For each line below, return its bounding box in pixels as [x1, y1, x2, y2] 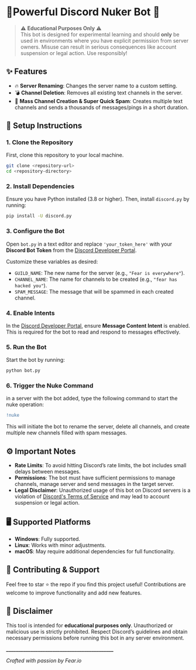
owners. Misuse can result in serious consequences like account [20, 43, 177, 50]
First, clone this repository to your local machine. [6, 152, 124, 159]
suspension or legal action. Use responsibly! [20, 49, 128, 56]
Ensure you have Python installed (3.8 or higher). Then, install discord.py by [6, 196, 190, 203]
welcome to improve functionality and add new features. [6, 589, 142, 596]
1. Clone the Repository [6, 138, 73, 147]
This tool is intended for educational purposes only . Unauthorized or [6, 621, 173, 629]
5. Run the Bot [6, 343, 47, 351]
